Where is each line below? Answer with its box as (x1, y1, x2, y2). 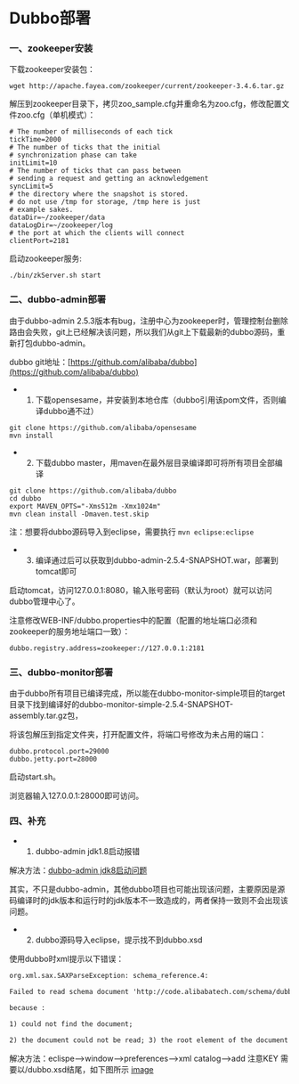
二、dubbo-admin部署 (9, 293, 107, 306)
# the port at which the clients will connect (9, 229, 185, 238)
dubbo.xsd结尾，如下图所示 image (28, 1064, 154, 1074)
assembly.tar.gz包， (9, 710, 83, 721)
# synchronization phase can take (9, 151, 138, 160)
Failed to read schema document (9, 988, 129, 997)
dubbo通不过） (43, 405, 99, 416)
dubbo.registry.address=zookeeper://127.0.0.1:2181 (9, 643, 205, 653)
